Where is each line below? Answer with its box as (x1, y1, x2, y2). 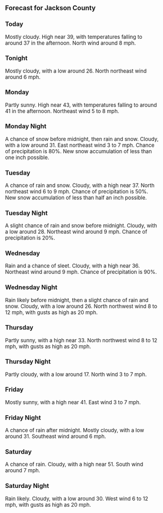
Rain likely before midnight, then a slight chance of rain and (5, 297, 148, 303)
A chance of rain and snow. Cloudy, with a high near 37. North (5, 182, 155, 189)
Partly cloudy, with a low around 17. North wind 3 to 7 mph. (5, 371, 147, 378)
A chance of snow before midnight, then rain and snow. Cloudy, (5, 136, 159, 143)
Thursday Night (5, 358, 51, 366)
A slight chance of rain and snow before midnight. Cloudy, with (5, 222, 158, 229)
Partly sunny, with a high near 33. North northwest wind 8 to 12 (5, 337, 158, 344)
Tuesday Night (5, 209, 48, 217)
